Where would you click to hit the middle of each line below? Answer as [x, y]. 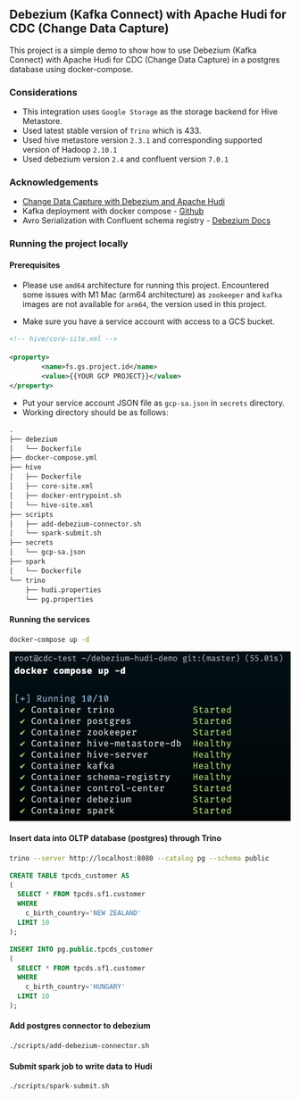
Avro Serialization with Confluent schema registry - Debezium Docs [146, 221]
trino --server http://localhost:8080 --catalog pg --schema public [139, 858]
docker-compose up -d [50, 639]
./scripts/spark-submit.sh [59, 1087]
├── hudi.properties [63, 590]
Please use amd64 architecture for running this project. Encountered [146, 285]
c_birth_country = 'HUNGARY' [75, 987]
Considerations [43, 92]
